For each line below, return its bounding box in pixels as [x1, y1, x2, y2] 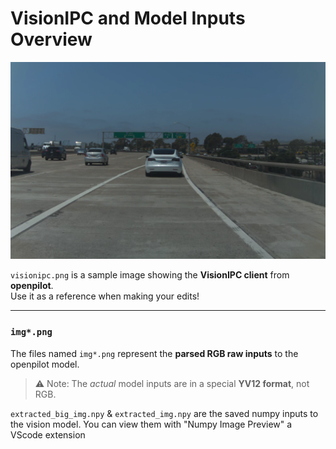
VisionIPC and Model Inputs [10, 7, 246, 30]
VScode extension [10, 428, 86, 441]
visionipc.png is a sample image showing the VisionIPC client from [10, 269, 290, 281]
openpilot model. [10, 358, 80, 370]
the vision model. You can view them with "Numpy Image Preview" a [10, 418, 293, 430]
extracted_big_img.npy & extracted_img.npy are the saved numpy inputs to [10, 407, 319, 419]
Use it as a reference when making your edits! [10, 290, 200, 302]
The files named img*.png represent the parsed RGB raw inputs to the [10, 347, 299, 359]
